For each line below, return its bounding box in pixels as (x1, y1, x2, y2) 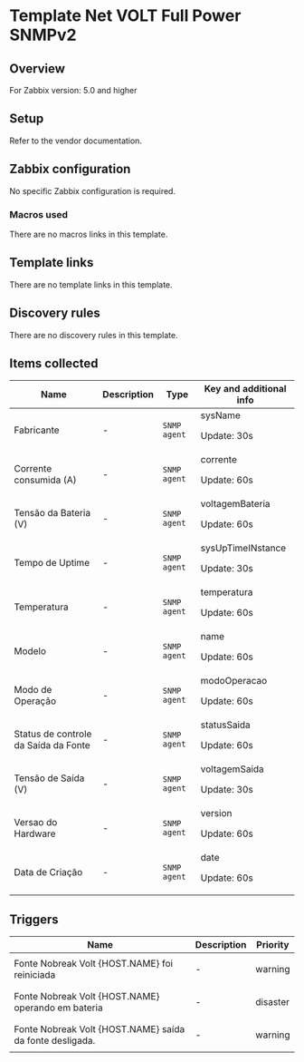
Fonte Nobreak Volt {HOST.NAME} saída (14, 1023, 185, 1036)
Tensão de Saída (14, 772, 85, 784)
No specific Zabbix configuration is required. (9, 185, 176, 196)
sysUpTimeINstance (200, 541, 287, 554)
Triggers (9, 911, 59, 927)
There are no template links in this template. (9, 278, 174, 290)
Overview (9, 61, 66, 76)
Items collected (9, 356, 99, 371)
